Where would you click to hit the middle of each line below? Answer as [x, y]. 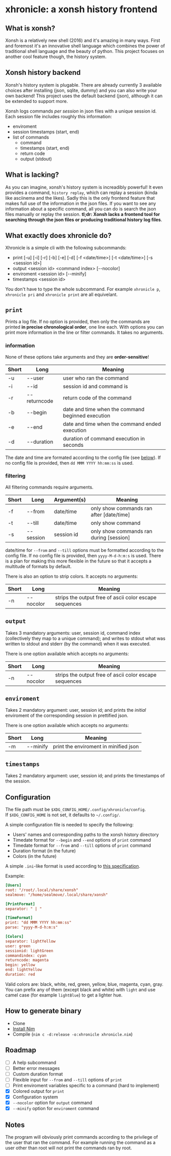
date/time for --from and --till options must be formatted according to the [84, 550]
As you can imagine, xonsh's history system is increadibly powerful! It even [84, 187]
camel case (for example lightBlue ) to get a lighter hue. [64, 995]
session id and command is [95, 386]
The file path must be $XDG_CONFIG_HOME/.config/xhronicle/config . [76, 810]
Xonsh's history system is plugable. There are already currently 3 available [83, 85]
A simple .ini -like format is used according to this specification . [73, 866]
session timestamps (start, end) [46, 131]
